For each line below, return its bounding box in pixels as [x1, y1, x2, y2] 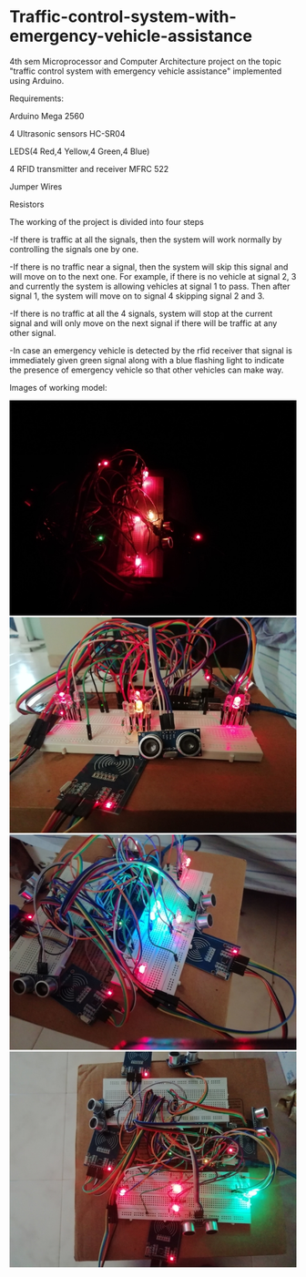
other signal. [9, 327, 56, 338]
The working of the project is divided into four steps [9, 216, 205, 227]
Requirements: [9, 93, 64, 104]
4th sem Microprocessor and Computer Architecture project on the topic [9, 56, 282, 66]
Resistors [9, 199, 45, 209]
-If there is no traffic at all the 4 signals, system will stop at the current [9, 308, 273, 319]
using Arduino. [9, 75, 65, 86]
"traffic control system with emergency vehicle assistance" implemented [9, 66, 282, 77]
